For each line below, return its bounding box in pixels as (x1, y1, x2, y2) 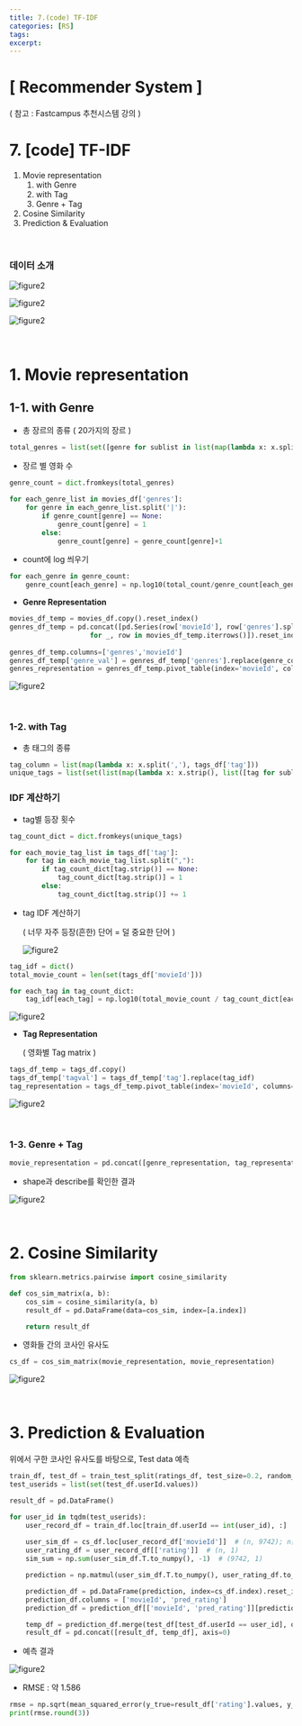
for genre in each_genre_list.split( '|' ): (25, 504, 187, 513)
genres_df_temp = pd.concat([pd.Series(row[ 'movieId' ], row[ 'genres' (9, 622, 276, 631)
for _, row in (89, 631, 143, 640)
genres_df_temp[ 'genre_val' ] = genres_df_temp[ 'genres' (9, 656, 223, 665)
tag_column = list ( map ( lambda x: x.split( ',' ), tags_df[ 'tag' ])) (9, 760, 259, 769)
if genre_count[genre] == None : (41, 511, 164, 521)
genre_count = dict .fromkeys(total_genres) (9, 478, 175, 487)
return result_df (25, 1322, 91, 1331)
